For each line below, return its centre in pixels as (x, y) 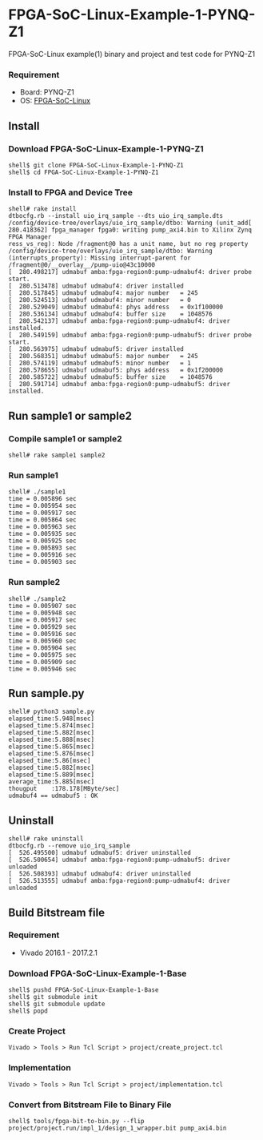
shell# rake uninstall (46, 839)
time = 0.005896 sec (43, 499)
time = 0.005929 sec (43, 626)
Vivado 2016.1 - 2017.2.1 (58, 953)
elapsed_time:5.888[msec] (51, 740)
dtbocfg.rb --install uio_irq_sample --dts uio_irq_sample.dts (116, 216)
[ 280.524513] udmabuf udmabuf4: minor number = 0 (100, 300)
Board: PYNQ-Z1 (47, 92)
